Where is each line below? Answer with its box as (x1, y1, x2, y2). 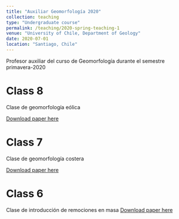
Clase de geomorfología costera (6, 155, 84, 162)
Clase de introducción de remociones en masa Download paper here (6, 206, 173, 213)
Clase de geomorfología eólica (6, 103, 81, 110)
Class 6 (6, 187, 44, 200)
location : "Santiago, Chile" (6, 42, 78, 48)
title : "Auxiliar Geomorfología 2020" (6, 8, 101, 15)
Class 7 (6, 136, 43, 149)
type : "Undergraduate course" (6, 19, 81, 25)
